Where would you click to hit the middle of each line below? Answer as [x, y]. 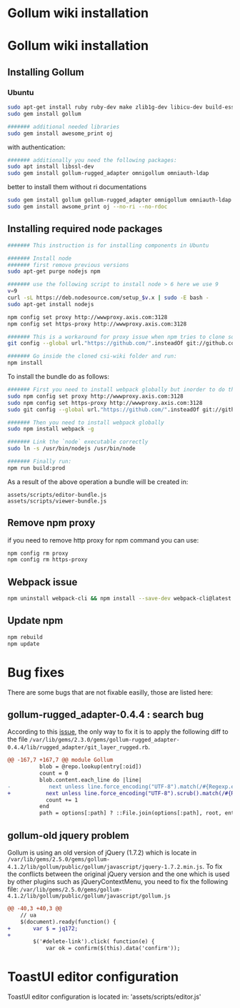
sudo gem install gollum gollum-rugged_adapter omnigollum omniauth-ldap [120, 200]
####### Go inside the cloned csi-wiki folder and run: [92, 356]
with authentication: [36, 147]
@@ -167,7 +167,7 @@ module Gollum [60, 760]
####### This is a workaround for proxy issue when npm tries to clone [116, 337]
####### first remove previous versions [69, 265]
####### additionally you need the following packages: [92, 160]
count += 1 [62, 800]
